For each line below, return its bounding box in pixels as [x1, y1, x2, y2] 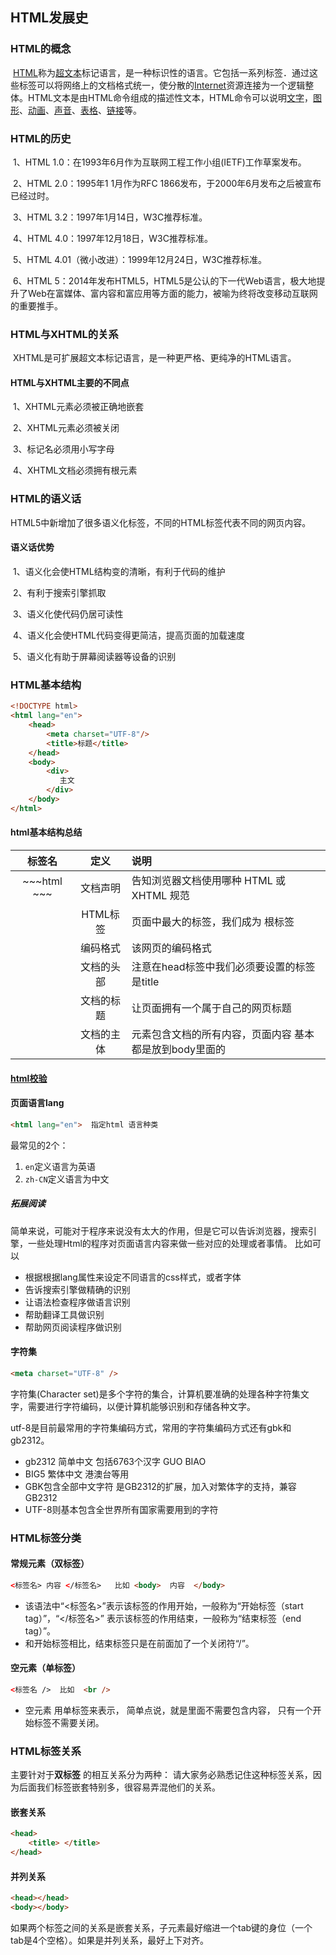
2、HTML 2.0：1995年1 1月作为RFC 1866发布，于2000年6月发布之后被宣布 [12, 177, 322, 189]
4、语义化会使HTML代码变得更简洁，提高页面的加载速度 [12, 629, 245, 641]
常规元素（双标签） [10, 1558, 90, 1570]
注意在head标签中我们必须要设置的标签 [131, 959, 316, 973]
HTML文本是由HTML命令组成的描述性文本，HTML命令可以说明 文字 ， [27, 91, 314, 103]
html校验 [10, 1072, 48, 1084]
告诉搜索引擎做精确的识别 [24, 1283, 131, 1295]
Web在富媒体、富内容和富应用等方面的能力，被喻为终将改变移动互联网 [27, 287, 318, 299]
